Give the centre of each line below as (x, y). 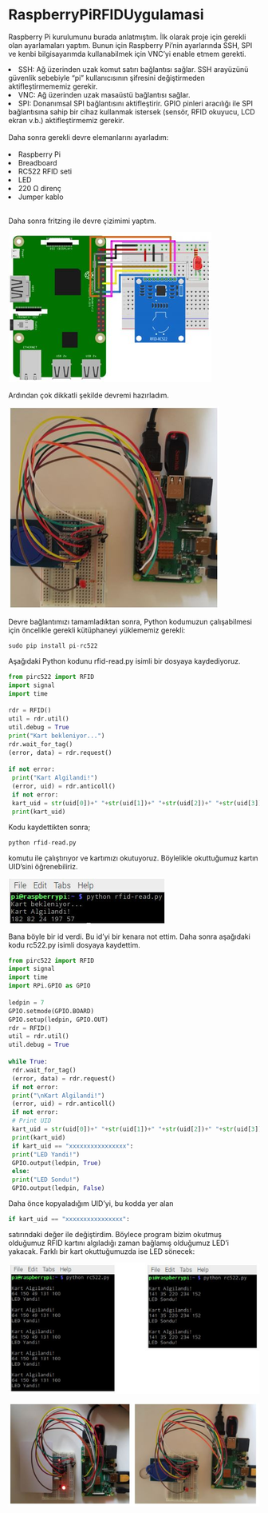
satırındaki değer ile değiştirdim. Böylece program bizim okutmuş (115, 1234)
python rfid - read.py (43, 842)
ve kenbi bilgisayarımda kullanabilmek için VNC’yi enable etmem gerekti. (127, 54)
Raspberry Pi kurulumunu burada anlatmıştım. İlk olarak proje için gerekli (127, 37)
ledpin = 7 (26, 1002)
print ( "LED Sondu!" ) (46, 1180)
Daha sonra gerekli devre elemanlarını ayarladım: (89, 137)
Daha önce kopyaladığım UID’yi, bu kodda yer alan (91, 1204)
